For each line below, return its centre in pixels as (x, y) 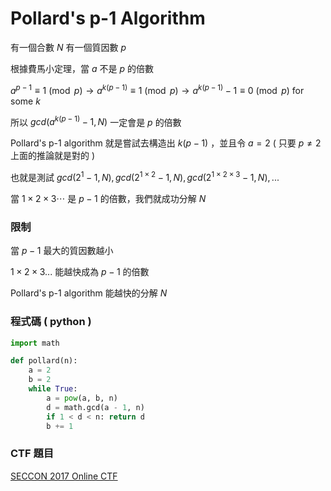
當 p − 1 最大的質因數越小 (62, 251)
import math (35, 343)
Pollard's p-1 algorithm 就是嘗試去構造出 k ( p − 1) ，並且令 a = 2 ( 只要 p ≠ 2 (166, 143)
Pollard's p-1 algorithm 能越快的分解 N (89, 293)
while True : (53, 389)
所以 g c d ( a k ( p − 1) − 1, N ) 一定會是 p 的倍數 (96, 121)
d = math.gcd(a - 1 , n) (95, 407)
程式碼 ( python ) (51, 322)
